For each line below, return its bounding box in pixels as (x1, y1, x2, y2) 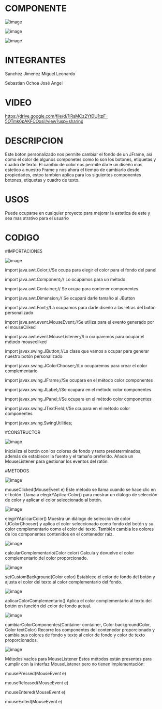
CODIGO (5, 232, 40, 243)
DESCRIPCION (5, 135, 64, 146)
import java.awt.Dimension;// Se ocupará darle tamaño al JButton (5, 295, 135, 301)
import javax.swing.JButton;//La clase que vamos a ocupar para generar (5, 348, 149, 354)
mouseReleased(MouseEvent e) (5, 679, 69, 686)
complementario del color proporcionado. (5, 555, 88, 561)
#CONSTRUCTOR (5, 429, 41, 435)
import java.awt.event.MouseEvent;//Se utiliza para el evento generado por (5, 319, 154, 325)
